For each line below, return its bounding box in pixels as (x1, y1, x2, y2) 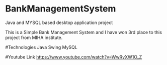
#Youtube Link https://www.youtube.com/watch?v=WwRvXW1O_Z (5, 53, 142, 60)
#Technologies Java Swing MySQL (5, 44, 78, 50)
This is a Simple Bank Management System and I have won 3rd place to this (5, 29, 162, 35)
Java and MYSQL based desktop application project (5, 19, 113, 25)
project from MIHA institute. (5, 34, 63, 40)
